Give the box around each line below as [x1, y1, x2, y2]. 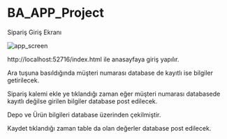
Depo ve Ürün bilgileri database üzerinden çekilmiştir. [7, 110, 161, 119]
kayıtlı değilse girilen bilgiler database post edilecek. [7, 96, 158, 105]
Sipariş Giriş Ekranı [7, 28, 61, 36]
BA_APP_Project [7, 5, 105, 21]
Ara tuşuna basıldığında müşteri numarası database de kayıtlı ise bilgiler [7, 68, 214, 77]
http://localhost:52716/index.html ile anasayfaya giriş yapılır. [7, 54, 180, 64]
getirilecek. [7, 75, 40, 85]
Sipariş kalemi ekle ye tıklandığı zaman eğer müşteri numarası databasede [7, 89, 221, 98]
